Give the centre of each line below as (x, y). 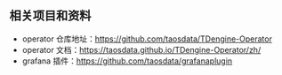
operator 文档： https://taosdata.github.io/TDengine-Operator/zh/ (141, 49)
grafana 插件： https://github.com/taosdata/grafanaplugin (127, 61)
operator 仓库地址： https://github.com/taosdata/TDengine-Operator (147, 39)
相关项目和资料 (50, 16)
